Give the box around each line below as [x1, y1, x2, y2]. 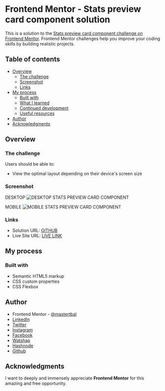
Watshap [12, 337, 31, 343]
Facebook [12, 332, 33, 338]
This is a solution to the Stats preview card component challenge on [5, 30, 143, 36]
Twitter [12, 321, 27, 327]
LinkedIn [12, 316, 30, 322]
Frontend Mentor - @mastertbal [12, 311, 77, 317]
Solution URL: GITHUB [12, 227, 58, 233]
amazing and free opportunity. [5, 381, 67, 387]
